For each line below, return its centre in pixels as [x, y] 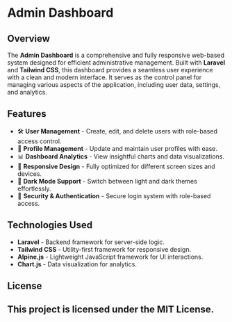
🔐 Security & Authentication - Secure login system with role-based [114, 195]
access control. [39, 141]
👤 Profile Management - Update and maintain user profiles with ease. [117, 148]
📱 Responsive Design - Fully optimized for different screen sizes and [116, 166]
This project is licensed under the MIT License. [111, 310]
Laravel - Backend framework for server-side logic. [91, 242]
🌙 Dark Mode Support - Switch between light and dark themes [107, 181]
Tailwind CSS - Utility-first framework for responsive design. [104, 249]
